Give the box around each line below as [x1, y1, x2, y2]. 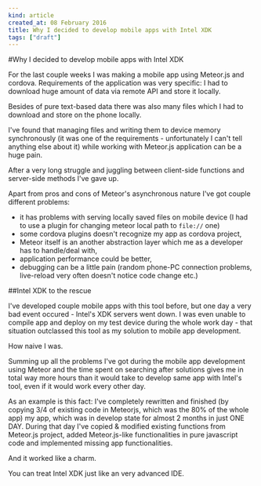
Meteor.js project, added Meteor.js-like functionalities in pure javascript [8, 430, 238, 440]
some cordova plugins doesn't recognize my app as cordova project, [19, 229, 242, 239]
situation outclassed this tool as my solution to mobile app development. [8, 326, 241, 335]
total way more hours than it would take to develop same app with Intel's [8, 373, 242, 383]
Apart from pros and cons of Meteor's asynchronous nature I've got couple [8, 189, 251, 198]
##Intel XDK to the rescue [8, 286, 92, 296]
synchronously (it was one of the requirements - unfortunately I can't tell [8, 134, 243, 143]
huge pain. [8, 151, 43, 160]
